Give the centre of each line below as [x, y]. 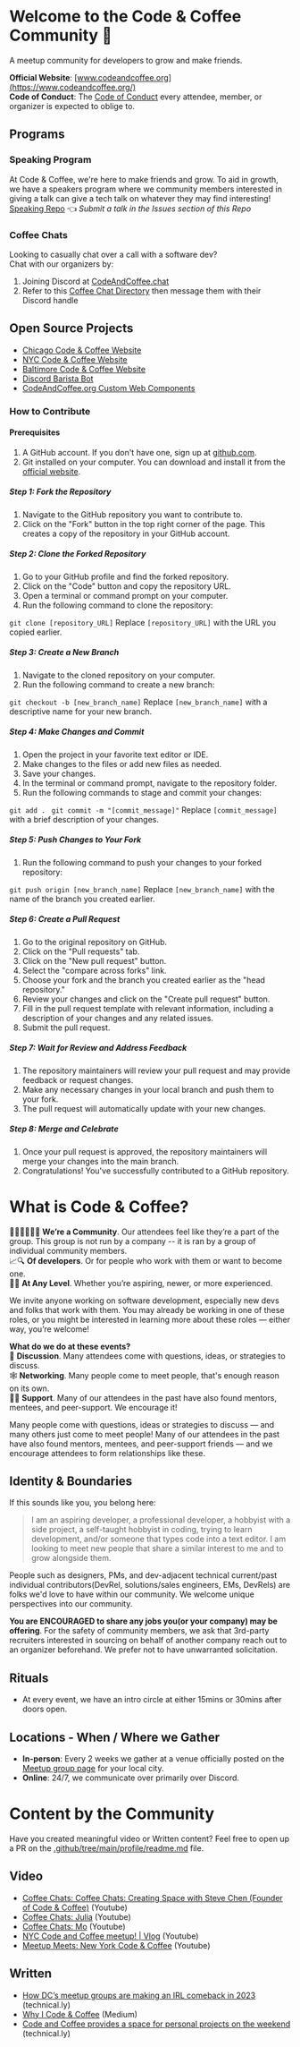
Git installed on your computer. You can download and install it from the [154, 462]
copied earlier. [36, 632]
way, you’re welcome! [49, 1329]
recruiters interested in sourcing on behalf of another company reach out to [148, 1641]
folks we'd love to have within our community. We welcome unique [132, 1594]
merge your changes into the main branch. [100, 1161]
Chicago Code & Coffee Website [82, 350]
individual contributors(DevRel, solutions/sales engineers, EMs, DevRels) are [150, 1585]
